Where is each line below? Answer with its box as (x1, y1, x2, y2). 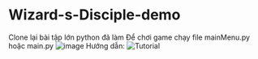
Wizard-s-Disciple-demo (8, 6, 181, 24)
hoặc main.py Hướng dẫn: (8, 40, 126, 50)
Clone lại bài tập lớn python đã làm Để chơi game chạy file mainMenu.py (8, 32, 250, 42)
